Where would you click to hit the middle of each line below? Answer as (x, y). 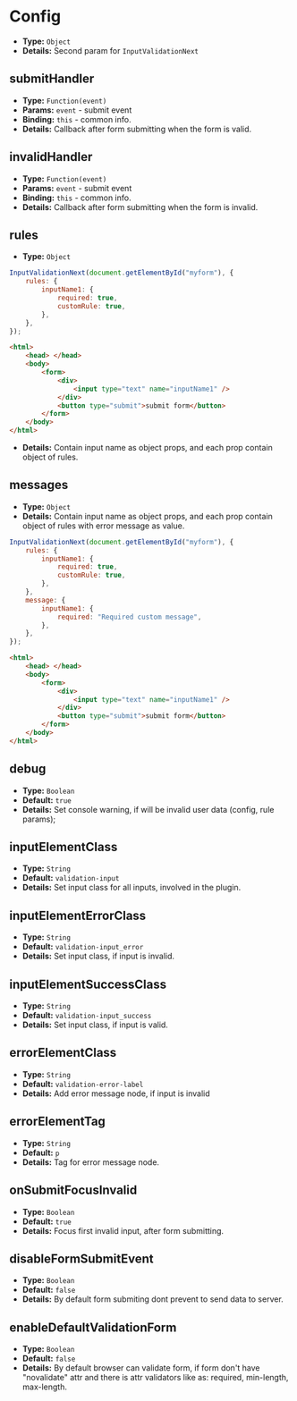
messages (39, 485)
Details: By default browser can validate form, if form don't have (141, 1368)
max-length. (44, 1387)
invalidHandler (51, 157)
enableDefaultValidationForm (93, 1327)
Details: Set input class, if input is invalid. (98, 956)
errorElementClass (63, 1053)
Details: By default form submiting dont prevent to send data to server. (153, 1299)
